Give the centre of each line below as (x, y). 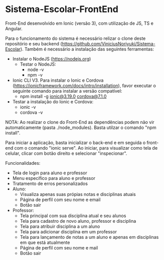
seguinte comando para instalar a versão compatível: (67, 91)
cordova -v (31, 112)
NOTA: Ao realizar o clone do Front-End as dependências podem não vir (80, 122)
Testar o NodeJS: (38, 64)
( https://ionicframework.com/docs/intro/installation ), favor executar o (84, 85)
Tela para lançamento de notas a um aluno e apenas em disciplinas (89, 237)
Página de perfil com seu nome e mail (59, 247)
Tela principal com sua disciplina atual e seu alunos (73, 216)
